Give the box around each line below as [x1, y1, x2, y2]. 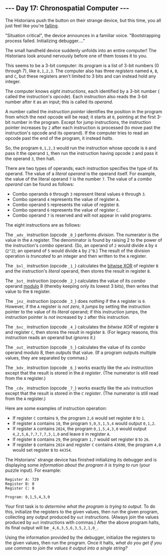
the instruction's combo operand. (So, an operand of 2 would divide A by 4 [5, 242, 158, 248]
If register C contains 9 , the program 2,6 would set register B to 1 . [12, 415, 146, 421]
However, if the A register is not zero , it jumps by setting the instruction [5, 303, 151, 309]
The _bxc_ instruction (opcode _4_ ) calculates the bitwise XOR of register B [5, 323, 159, 330]
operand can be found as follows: [5, 181, 74, 187]
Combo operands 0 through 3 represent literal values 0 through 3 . [12, 191, 146, 197]
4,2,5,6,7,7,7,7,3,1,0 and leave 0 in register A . [12, 431, 111, 437]
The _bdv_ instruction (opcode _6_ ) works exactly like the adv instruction [5, 364, 154, 370]
